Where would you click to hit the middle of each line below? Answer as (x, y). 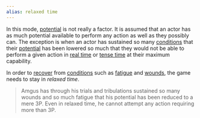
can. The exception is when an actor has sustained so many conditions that (100, 42)
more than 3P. (38, 110)
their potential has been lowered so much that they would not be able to (95, 48)
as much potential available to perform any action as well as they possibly (98, 35)
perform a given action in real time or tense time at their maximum (88, 54)
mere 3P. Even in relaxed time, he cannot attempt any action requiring (108, 104)
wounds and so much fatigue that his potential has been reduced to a (107, 97)
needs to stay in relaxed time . (43, 79)
